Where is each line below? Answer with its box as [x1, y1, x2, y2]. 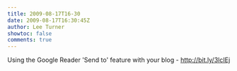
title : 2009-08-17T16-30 [7, 10, 81, 18]
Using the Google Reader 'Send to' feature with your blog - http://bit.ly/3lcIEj [7, 56, 231, 64]
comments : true [7, 37, 52, 44]
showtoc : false [7, 30, 52, 37]
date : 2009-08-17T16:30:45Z [7, 17, 91, 24]
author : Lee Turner [7, 23, 65, 30]
